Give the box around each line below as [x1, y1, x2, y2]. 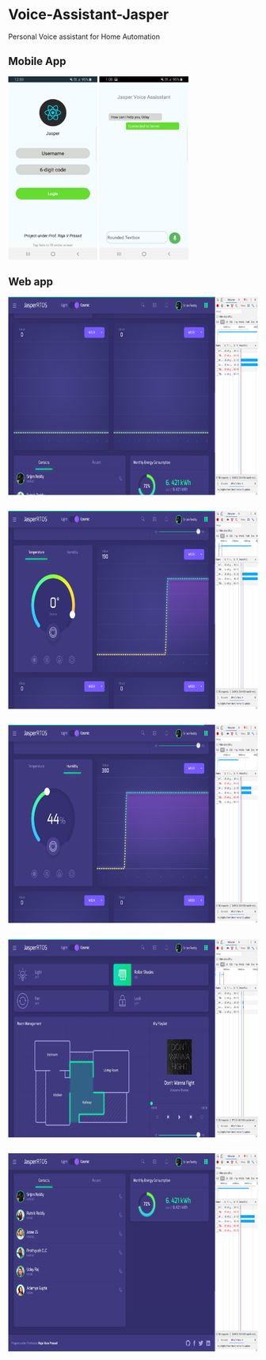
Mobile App [8, 55, 66, 68]
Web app [8, 275, 54, 288]
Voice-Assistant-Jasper [8, 6, 169, 24]
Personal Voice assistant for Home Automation [8, 32, 161, 41]
